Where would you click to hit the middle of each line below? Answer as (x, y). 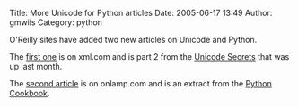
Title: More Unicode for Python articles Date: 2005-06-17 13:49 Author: (141, 13)
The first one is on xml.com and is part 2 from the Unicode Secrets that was (149, 57)
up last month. (36, 66)
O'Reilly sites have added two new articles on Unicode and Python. (133, 40)
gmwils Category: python (56, 22)
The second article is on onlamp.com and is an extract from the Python (140, 83)
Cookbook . (30, 93)
